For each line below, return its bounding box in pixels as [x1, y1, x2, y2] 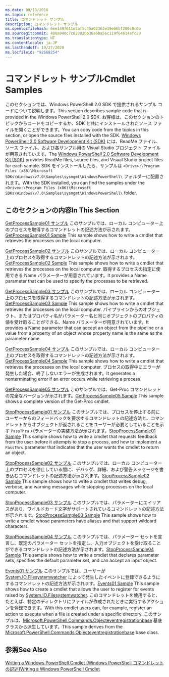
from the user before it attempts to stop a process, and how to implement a [5, 439, 161, 445]
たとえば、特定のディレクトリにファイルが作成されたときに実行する [5, 599, 147, 605]
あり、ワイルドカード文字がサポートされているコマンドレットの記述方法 [14, 506, 164, 512]
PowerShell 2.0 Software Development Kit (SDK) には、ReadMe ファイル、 [5, 139, 160, 145]
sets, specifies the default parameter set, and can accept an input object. [5, 557, 158, 564]
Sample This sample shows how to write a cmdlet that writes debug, [5, 478, 147, 484]
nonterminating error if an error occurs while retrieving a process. [5, 376, 142, 382]
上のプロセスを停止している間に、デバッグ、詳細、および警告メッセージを [5, 466, 159, 473]
